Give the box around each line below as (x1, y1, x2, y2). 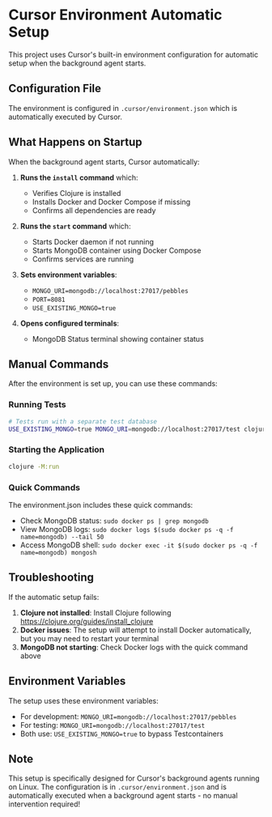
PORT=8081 (32, 296, 66, 304)
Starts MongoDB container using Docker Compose (32, 245, 202, 255)
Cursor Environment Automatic (8, 6, 223, 24)
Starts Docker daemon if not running (32, 236, 155, 246)
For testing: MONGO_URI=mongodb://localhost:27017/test (19, 720, 206, 730)
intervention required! (8, 799, 81, 809)
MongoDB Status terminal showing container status (32, 334, 204, 343)
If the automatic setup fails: (8, 592, 100, 602)
